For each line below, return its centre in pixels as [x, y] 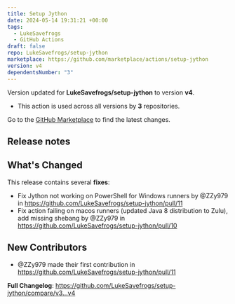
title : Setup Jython [38, 14]
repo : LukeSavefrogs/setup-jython [58, 53]
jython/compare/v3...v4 [41, 293]
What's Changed [45, 165]
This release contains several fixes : [59, 182]
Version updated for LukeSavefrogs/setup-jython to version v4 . [101, 92]
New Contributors [47, 248]
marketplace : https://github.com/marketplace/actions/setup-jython [108, 60]
